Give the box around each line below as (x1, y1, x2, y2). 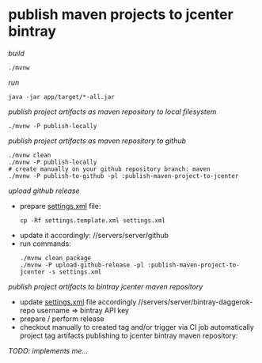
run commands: (19, 239, 71, 248)
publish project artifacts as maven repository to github (8, 136, 187, 146)
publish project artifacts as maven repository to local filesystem (8, 107, 217, 116)
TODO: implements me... (8, 346, 89, 355)
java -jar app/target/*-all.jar (8, 93, 115, 100)
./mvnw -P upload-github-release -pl (19, 261, 145, 269)
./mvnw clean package (19, 254, 91, 262)
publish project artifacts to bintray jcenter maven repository (8, 282, 203, 291)
